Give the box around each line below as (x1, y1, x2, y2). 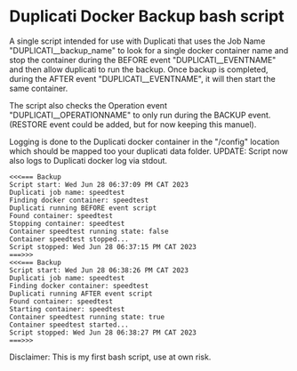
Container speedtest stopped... (9, 234, 129, 244)
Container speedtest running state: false (9, 227, 169, 236)
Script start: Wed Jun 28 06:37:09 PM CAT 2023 (9, 180, 189, 189)
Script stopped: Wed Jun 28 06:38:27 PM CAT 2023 (9, 327, 197, 337)
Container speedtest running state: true (9, 312, 165, 321)
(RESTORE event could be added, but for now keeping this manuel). (9, 118, 257, 130)
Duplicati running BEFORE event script (9, 203, 157, 213)
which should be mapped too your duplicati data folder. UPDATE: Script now (9, 145, 289, 157)
